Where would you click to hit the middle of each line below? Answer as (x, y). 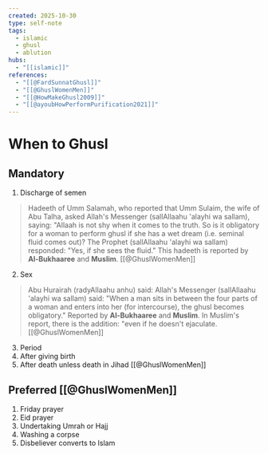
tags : (17, 30)
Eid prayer (37, 417)
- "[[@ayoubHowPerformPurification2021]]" (87, 105)
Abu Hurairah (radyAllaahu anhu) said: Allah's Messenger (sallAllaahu (142, 290)
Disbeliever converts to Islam (67, 443)
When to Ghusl (59, 144)
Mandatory (37, 174)
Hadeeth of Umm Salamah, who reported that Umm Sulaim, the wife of (144, 208)
